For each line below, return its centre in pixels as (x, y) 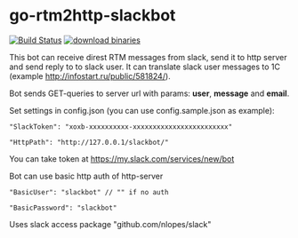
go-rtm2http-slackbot (93, 16)
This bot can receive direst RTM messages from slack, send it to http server (148, 57)
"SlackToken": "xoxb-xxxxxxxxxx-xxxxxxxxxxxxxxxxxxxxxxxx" (121, 127)
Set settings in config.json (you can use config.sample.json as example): (142, 110)
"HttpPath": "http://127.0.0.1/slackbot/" (89, 142)
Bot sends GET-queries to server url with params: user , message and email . (149, 93)
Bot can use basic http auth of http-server (86, 176)
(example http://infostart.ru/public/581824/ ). (90, 75)
